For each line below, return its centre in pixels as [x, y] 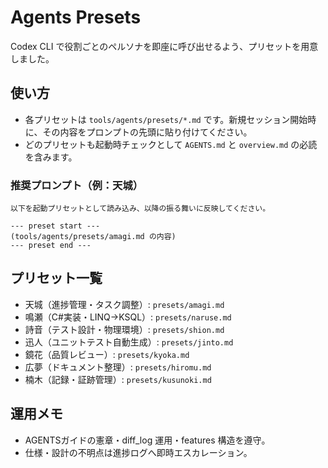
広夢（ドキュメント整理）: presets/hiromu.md [118, 367]
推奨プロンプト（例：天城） [77, 185]
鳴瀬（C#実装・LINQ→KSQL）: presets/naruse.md [128, 317]
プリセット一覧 [56, 278]
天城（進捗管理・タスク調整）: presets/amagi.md [124, 304]
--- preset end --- [51, 246]
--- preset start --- [55, 226]
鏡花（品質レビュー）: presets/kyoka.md [107, 354]
